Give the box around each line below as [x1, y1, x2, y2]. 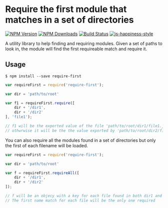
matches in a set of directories [5, 14, 134, 26]
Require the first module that [5, 4, 127, 15]
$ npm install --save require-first [5, 74, 81, 79]
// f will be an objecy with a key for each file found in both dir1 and [5, 193, 162, 198]
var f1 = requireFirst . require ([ [5, 100, 75, 106]
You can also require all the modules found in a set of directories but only [5, 137, 156, 143]
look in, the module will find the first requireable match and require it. [5, 46, 147, 52]
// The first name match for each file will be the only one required [5, 198, 155, 203]
